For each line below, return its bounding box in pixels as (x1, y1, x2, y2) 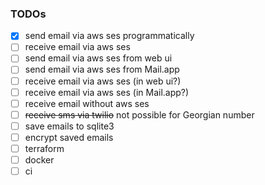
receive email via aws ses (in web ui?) (24, 75, 182, 87)
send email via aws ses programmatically (24, 30, 195, 42)
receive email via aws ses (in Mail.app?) (24, 86, 190, 98)
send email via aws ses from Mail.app (24, 63, 180, 76)
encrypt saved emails (24, 131, 114, 143)
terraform (24, 142, 65, 154)
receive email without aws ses (24, 97, 150, 109)
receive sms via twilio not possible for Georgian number (24, 108, 255, 121)
